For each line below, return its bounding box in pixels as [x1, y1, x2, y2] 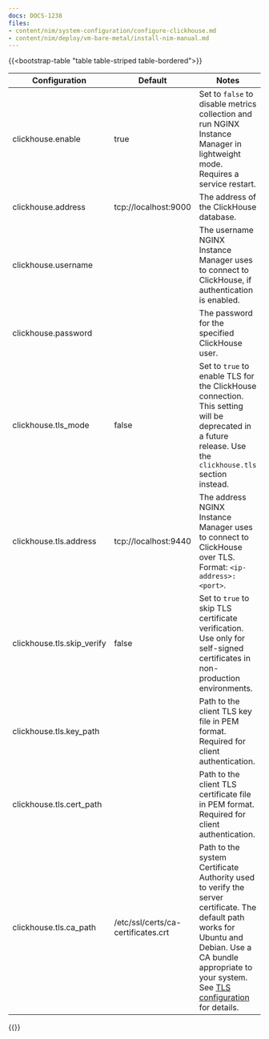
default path [199, 912, 245, 923]
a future [199, 431, 229, 442]
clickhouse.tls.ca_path [12, 922, 96, 933]
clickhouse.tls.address [12, 536, 97, 547]
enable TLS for [199, 371, 255, 382]
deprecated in [199, 421, 252, 432]
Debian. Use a [199, 942, 252, 953]
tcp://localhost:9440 [114, 536, 192, 547]
